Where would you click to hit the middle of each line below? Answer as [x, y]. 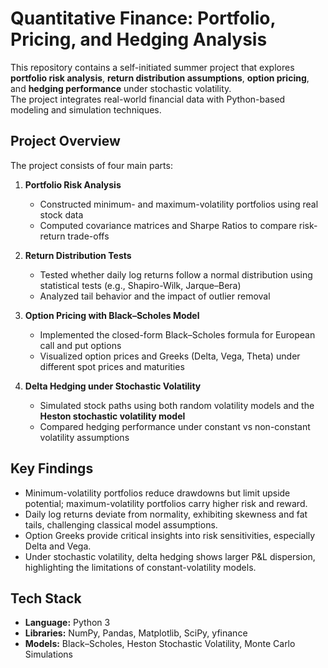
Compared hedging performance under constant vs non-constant [175, 426]
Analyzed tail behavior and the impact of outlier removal [155, 296]
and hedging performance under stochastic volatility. [121, 88]
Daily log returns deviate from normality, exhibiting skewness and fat [166, 514]
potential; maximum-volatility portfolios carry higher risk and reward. [166, 503]
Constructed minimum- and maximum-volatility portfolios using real [179, 204]
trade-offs [88, 236]
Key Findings [52, 468]
